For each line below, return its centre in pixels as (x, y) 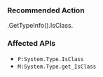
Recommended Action (46, 10)
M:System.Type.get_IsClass (57, 67)
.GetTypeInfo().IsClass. (40, 26)
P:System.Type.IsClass (50, 59)
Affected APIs (32, 44)
